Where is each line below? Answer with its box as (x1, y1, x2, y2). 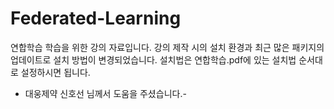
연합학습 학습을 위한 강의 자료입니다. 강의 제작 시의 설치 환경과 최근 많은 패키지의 (10, 41, 325, 53)
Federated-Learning (10, 7, 182, 30)
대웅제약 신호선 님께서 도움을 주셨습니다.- (24, 87, 187, 99)
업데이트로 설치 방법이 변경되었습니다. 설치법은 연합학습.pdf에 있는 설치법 (10, 53, 297, 66)
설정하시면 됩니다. (20, 66, 91, 78)
